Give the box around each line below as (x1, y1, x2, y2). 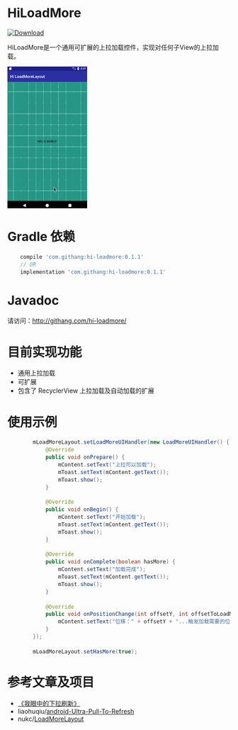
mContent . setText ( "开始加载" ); (57, 514, 147, 521)
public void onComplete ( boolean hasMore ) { (45, 558, 176, 566)
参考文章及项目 (7, 674, 95, 690)
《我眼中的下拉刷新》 (17, 699, 80, 707)
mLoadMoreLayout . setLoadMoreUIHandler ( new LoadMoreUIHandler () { (33, 439, 230, 446)
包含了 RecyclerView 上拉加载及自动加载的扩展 (17, 386, 154, 395)
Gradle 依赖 (7, 229, 76, 245)
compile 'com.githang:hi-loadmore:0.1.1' (20, 253, 144, 260)
